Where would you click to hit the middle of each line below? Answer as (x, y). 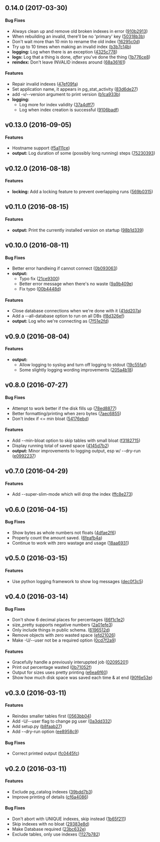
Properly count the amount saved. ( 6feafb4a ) (57, 537)
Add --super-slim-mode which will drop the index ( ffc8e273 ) (72, 494)
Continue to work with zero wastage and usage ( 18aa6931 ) (71, 543)
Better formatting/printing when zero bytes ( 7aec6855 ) (67, 413)
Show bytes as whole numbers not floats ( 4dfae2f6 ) (64, 533)
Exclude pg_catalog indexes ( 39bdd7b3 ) (52, 792)
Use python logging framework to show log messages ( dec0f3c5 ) (78, 581)
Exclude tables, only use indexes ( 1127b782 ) (56, 834)
